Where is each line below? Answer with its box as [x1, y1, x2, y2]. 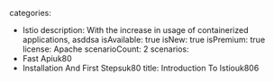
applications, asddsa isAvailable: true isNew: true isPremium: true [22, 35, 266, 45]
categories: [9, 8, 51, 18]
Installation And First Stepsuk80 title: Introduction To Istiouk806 [22, 62, 260, 73]
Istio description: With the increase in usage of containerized [22, 25, 250, 35]
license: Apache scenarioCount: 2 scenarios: [22, 44, 189, 54]
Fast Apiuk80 [22, 53, 72, 63]
